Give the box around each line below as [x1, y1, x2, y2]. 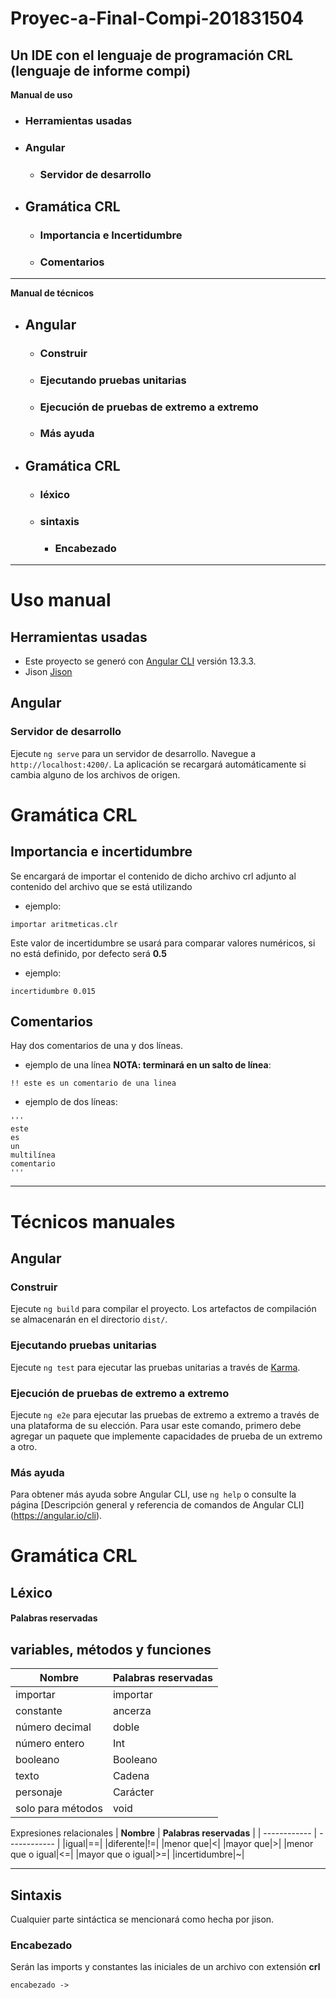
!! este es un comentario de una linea [10, 1078, 177, 1089]
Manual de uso [10, 89, 73, 101]
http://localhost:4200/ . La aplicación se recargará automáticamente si [10, 758, 307, 770]
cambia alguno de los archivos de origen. [10, 768, 181, 781]
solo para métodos [15, 1802, 103, 1816]
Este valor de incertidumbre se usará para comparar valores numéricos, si [10, 937, 316, 949]
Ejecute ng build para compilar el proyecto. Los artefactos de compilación [10, 1303, 317, 1315]
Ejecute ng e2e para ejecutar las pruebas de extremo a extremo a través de [10, 1408, 320, 1421]
